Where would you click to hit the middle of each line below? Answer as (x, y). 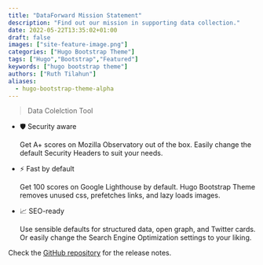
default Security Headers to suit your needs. (91, 153)
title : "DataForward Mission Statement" (75, 15)
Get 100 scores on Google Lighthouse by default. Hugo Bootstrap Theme (137, 187)
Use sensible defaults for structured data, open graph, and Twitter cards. (137, 230)
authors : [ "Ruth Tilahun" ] (52, 74)
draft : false (29, 37)
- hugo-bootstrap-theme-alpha (64, 88)
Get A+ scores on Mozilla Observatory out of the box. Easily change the (135, 145)
